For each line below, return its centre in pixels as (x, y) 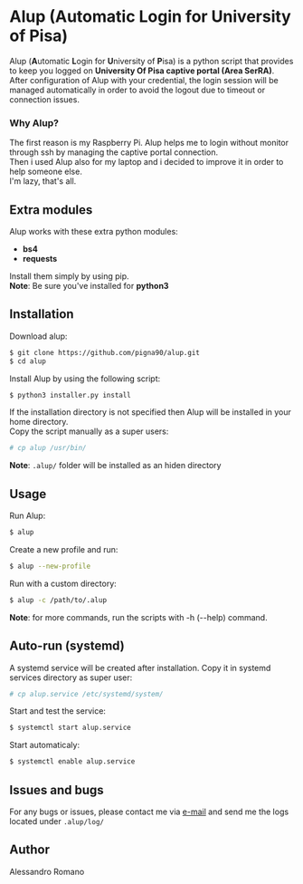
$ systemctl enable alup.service (72, 762)
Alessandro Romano (47, 871)
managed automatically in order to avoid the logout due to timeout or (137, 90)
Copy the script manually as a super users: (89, 431)
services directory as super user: (71, 677)
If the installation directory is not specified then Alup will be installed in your (151, 412)
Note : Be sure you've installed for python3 (89, 286)
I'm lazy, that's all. (43, 181)
